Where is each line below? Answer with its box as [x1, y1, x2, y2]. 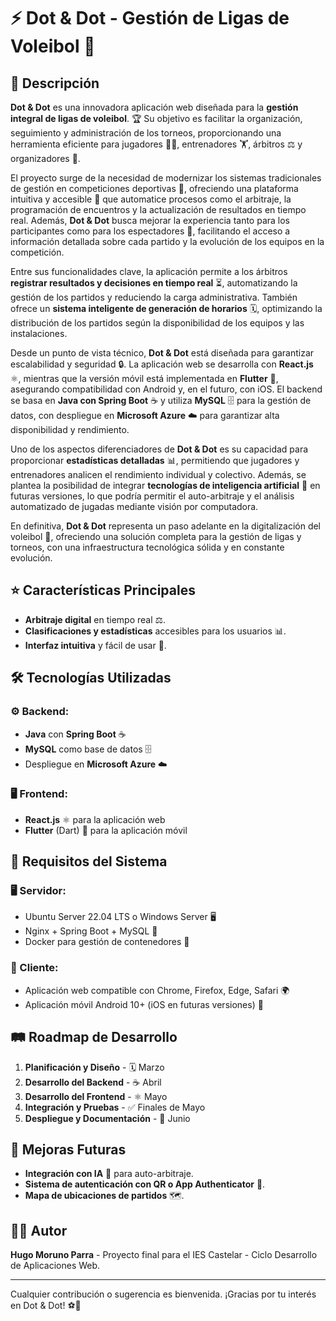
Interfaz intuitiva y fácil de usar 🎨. [24, 639, 167, 651]
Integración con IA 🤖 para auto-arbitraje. [24, 1168, 194, 1180]
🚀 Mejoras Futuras [10, 1141, 127, 1158]
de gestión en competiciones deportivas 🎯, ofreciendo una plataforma [10, 183, 299, 194]
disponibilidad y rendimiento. [10, 424, 130, 435]
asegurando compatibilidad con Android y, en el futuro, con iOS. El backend [10, 383, 323, 395]
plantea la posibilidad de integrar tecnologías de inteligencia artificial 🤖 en [10, 480, 321, 491]
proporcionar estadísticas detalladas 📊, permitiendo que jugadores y [10, 455, 300, 466]
